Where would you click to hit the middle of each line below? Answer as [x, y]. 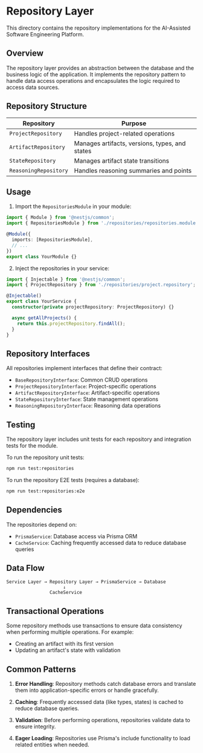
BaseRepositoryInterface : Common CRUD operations [81, 380]
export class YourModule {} [42, 256]
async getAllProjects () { [44, 318]
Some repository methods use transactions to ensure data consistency [94, 626]
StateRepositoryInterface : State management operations [87, 399]
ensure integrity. [35, 726]
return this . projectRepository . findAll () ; [71, 324]
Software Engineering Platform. [45, 34]
